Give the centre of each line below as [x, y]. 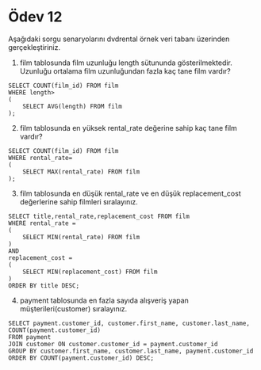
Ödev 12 [35, 17]
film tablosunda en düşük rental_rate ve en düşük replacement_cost [130, 193]
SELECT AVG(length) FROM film [73, 106]
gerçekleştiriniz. [35, 47]
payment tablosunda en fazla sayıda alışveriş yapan [104, 300]
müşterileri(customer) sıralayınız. [73, 308]
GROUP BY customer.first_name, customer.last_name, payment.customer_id [131, 351]
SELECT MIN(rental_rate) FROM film [81, 237]
